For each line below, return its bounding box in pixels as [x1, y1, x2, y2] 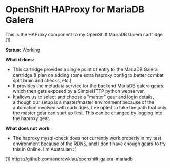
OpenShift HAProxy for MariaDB [5, 4, 145, 15]
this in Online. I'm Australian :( [12, 146, 77, 152]
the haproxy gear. [12, 115, 50, 121]
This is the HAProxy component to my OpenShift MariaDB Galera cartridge [5, 31, 163, 37]
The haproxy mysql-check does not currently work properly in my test [12, 135, 162, 141]
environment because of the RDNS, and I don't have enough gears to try [12, 140, 166, 147]
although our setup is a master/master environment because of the [12, 99, 155, 105]
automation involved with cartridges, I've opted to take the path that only [12, 104, 167, 110]
